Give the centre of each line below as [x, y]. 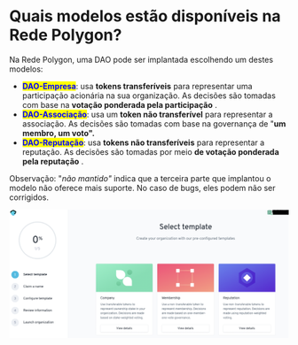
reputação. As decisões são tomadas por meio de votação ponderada [150, 151]
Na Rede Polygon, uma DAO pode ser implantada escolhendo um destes [141, 59]
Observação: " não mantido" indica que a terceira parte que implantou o [140, 178]
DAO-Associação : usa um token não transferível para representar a [147, 114]
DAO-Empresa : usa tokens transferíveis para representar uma [137, 86]
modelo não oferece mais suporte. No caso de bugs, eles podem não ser [143, 188]
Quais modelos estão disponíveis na [145, 16]
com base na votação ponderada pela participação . [119, 104]
